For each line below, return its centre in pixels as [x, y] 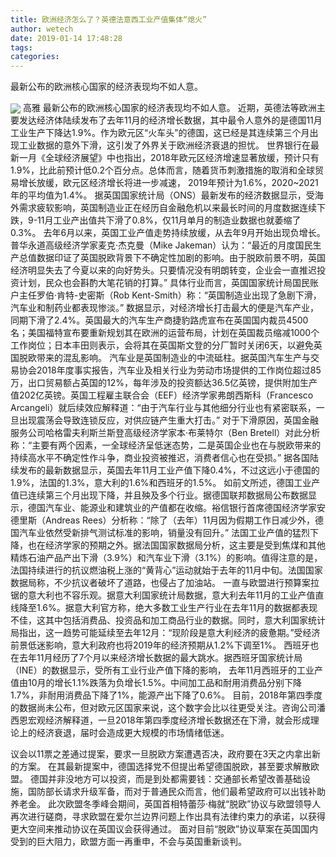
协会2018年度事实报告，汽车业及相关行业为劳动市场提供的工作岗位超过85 [170, 370]
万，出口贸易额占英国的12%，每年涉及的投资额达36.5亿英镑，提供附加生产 [164, 383]
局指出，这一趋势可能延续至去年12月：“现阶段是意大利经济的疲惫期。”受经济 [165, 633]
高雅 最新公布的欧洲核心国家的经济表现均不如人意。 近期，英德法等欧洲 [169, 108]
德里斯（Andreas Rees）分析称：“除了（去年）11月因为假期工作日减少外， [163, 520]
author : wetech [42, 29]
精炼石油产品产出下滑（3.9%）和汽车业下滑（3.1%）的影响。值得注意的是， [166, 558]
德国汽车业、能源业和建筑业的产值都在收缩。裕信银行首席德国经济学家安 [176, 508]
